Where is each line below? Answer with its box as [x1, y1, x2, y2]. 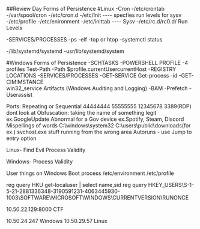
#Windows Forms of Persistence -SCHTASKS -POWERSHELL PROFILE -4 [6, 60, 189, 66]
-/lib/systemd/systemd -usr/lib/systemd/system [6, 47, 125, 55]
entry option [6, 135, 37, 142]
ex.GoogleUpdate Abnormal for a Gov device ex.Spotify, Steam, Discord [6, 115, 184, 123]
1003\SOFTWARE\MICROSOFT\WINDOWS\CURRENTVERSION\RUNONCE [6, 194, 189, 201]
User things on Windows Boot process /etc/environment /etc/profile [6, 169, 174, 177]
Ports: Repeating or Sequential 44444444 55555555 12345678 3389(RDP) [6, 103, 192, 110]
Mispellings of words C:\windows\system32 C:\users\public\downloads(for [6, 122, 191, 129]
